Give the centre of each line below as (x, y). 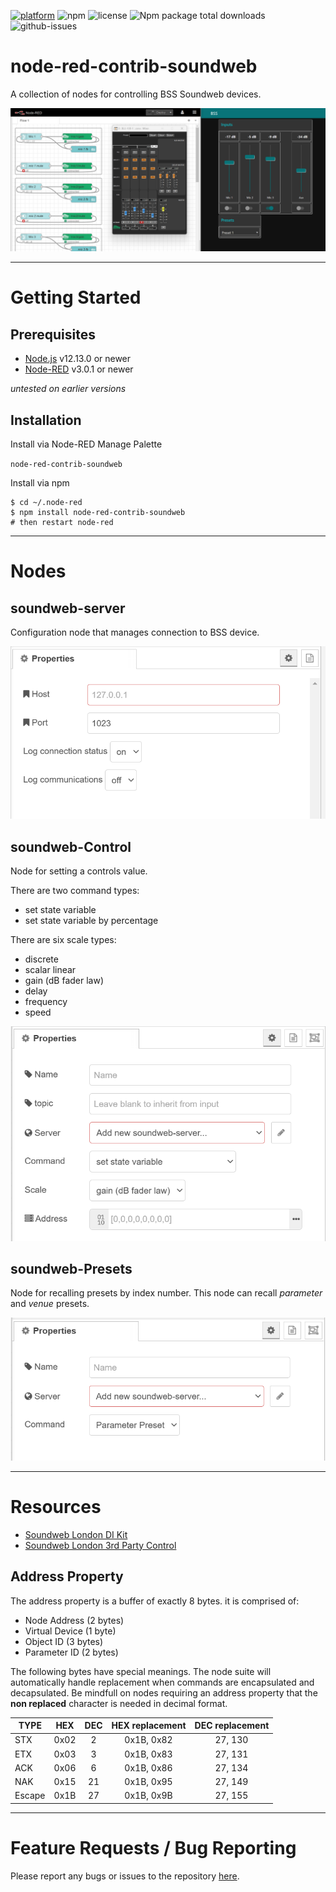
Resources (56, 1506)
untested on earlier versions (68, 389)
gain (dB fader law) (64, 981)
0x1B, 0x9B (148, 1796)
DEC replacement (232, 1726)
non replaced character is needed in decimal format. (119, 1703)
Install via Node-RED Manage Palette (86, 444)
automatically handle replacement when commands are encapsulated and (162, 1682)
